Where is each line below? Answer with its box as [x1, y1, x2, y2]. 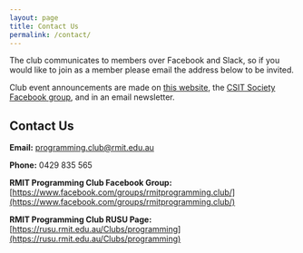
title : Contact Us [9, 22, 79, 31]
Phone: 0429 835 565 [9, 160, 93, 170]
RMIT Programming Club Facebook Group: [9, 178, 172, 189]
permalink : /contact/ [9, 30, 92, 39]
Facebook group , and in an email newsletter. [9, 92, 175, 102]
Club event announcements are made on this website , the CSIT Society [9, 83, 276, 93]
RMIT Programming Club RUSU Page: [9, 214, 152, 225]
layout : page [9, 13, 59, 23]
